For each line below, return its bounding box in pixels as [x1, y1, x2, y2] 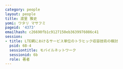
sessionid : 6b [9, 52, 38, 57]
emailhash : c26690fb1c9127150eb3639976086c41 [5, 30, 99, 34]
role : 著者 [9, 57, 30, 62]
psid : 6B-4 [9, 43, 32, 48]
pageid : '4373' [5, 25, 36, 30]
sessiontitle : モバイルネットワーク [9, 48, 76, 52]
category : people [5, 7, 40, 12]
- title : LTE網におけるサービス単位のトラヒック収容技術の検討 [5, 39, 118, 44]
